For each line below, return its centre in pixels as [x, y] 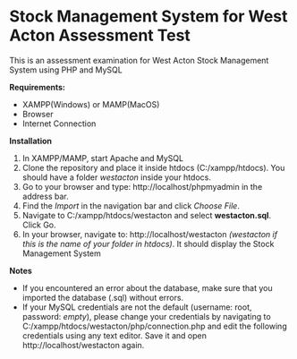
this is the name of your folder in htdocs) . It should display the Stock [148, 244]
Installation [30, 141]
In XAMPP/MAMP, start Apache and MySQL [103, 158]
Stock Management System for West [148, 17]
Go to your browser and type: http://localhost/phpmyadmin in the [142, 186]
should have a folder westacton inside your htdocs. [117, 177]
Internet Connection [59, 124]
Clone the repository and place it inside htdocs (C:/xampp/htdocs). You [153, 167]
